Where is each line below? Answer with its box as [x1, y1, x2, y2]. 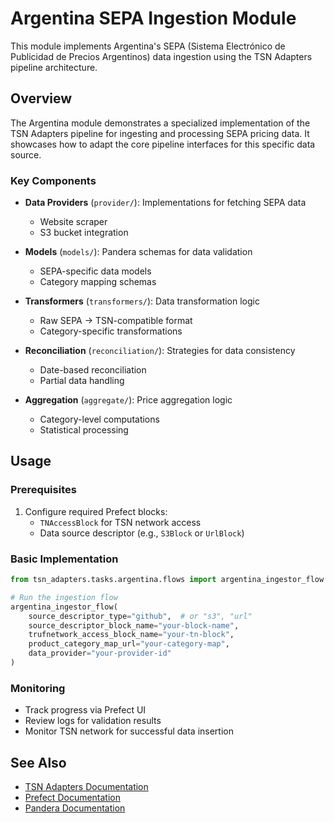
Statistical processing [39, 424, 129, 436]
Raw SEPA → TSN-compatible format [39, 315, 193, 327]
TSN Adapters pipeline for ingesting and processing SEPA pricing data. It [10, 127, 310, 139]
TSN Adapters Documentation [24, 781, 149, 793]
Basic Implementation [10, 552, 119, 566]
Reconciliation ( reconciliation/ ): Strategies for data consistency [24, 345, 296, 357]
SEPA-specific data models [39, 265, 152, 277]
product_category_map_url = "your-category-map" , [28, 639, 230, 649]
